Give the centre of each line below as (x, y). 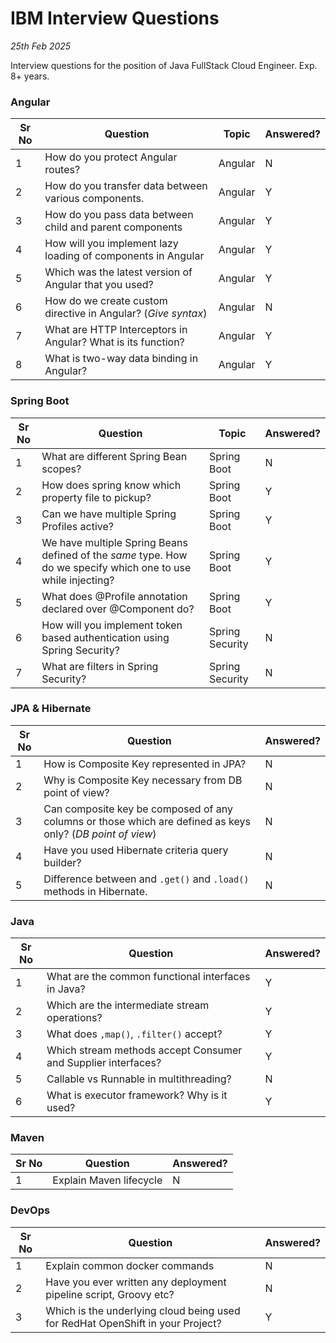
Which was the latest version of (118, 272)
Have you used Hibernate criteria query (136, 850)
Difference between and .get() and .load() (146, 879)
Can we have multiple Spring (109, 514)
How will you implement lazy (111, 244)
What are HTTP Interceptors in (116, 330)
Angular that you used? (99, 285)
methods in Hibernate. (95, 891)
